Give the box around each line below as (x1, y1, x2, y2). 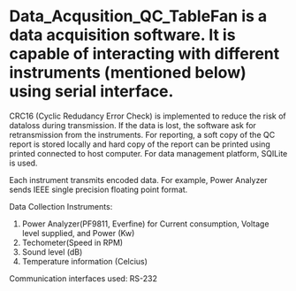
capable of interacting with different (9, 44, 280, 64)
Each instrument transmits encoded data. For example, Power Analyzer (9, 174, 268, 185)
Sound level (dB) (21, 246, 83, 257)
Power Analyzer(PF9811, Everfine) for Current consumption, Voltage (21, 218, 269, 229)
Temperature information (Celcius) (21, 256, 148, 266)
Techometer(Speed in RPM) (21, 237, 124, 248)
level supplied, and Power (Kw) (21, 227, 135, 238)
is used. (9, 157, 38, 168)
